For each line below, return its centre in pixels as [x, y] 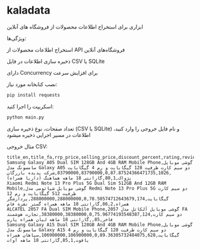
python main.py [26, 117]
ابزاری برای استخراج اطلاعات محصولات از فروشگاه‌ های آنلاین [75, 27]
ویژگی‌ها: [17, 38]
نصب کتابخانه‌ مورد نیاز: [32, 84]
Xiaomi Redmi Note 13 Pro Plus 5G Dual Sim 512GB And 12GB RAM [87, 183]
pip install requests [34, 95]
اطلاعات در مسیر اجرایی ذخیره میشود [49, 135]
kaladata [28, 10]
